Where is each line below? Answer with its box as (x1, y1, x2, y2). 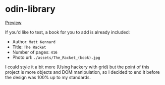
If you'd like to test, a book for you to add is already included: (5, 29, 130, 35)
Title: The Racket (12, 44, 46, 50)
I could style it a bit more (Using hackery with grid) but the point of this (5, 64, 150, 70)
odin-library (5, 3, 55, 15)
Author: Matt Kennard (12, 38, 56, 45)
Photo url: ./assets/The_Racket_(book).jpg (12, 54, 101, 60)
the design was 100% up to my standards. (5, 74, 91, 80)
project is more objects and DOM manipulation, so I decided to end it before (5, 69, 160, 75)
